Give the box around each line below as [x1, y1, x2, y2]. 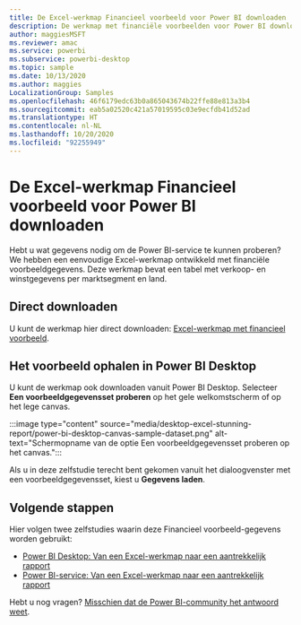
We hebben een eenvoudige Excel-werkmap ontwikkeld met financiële [9, 254, 271, 265]
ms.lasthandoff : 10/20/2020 [9, 130, 115, 139]
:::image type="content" [9, 419, 99, 430]
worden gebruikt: [9, 534, 73, 544]
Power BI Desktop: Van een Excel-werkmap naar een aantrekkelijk [21, 551, 266, 561]
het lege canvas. [9, 401, 71, 412]
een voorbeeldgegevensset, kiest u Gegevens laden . [9, 474, 206, 485]
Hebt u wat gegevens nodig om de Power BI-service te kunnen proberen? [9, 244, 281, 256]
